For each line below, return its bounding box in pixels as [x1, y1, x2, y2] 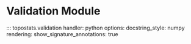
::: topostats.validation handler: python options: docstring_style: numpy [6, 24, 185, 31]
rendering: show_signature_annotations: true [6, 30, 119, 37]
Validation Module [6, 4, 101, 18]
